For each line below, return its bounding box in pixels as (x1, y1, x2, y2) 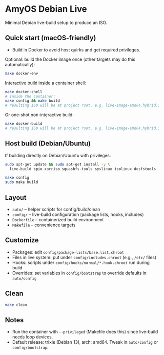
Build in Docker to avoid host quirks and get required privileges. (12, 47, 141, 52)
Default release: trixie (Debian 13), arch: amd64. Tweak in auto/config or (12, 339, 159, 345)
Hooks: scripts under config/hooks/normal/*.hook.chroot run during (12, 260, 150, 265)
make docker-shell (5, 89, 42, 94)
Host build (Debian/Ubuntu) (5, 140, 91, 148)
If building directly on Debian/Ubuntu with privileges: (5, 152, 111, 158)
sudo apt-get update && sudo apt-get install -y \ (5, 162, 110, 167)
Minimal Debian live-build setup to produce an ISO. (5, 20, 107, 25)
